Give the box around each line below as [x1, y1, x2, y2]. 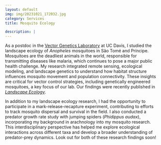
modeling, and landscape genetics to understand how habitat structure [5, 68, 147, 74]
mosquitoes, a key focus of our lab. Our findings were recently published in [5, 84, 155, 90]
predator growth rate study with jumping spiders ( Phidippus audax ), [5, 114, 141, 120]
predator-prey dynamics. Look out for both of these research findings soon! [5, 134, 157, 141]
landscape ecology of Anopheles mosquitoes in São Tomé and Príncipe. [5, 48, 149, 54]
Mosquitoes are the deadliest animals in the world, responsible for [5, 53, 137, 59]
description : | [5, 30, 36, 34]
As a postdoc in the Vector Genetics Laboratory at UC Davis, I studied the [5, 43, 152, 48]
